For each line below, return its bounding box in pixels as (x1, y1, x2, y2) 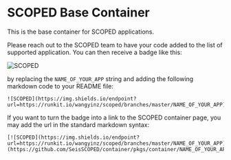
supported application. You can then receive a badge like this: (7, 48, 182, 56)
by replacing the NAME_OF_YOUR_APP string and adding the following (7, 74, 194, 83)
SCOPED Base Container (7, 5, 150, 21)
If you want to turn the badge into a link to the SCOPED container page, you (7, 113, 221, 122)
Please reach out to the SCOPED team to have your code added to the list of (7, 41, 223, 49)
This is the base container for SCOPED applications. (7, 27, 155, 36)
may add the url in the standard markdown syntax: (7, 120, 150, 128)
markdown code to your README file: (7, 82, 114, 90)
